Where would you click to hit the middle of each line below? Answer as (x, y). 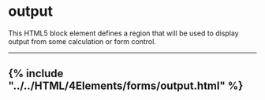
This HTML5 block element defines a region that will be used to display (123, 33)
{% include (36, 74)
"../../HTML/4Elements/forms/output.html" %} (126, 86)
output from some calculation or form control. (82, 41)
